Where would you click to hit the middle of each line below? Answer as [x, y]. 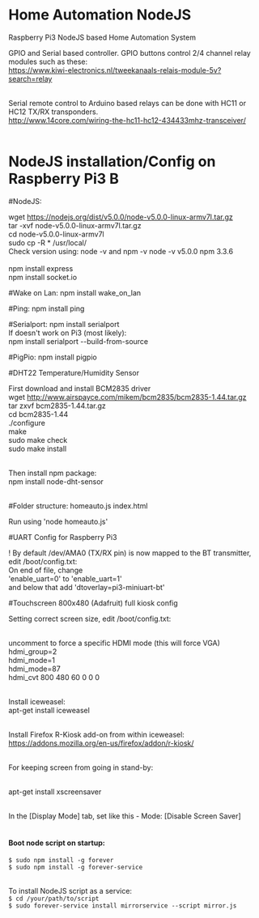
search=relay [30, 79]
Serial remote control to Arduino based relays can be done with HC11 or [127, 103]
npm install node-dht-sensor [56, 481]
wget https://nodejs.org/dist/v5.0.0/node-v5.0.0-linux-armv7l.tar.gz [121, 217]
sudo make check [38, 440]
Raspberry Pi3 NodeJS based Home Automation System [102, 37]
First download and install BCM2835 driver [80, 388]
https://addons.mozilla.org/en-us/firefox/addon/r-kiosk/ [101, 743]
